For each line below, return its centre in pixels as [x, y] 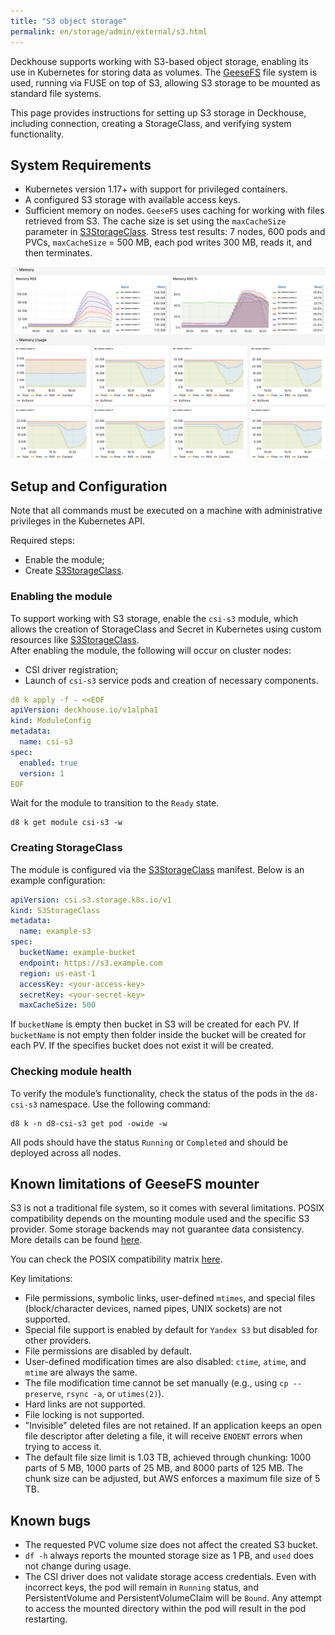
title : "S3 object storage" [69, 21]
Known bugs [51, 1520]
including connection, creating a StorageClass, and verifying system [151, 123]
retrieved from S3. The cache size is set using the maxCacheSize [155, 221]
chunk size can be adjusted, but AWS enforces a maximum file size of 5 [172, 1479]
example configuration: [58, 880]
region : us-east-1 [58, 973]
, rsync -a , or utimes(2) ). [113, 1394]
